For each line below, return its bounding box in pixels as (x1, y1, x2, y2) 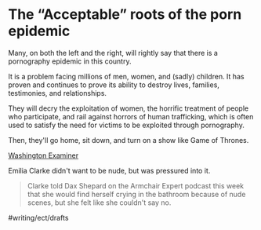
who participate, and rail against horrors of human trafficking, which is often (8, 111, 254, 121)
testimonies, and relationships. (8, 88, 107, 97)
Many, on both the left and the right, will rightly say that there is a (8, 48, 218, 57)
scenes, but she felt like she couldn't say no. (27, 198, 172, 207)
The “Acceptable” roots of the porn (8, 5, 242, 24)
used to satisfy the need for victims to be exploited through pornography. (8, 120, 245, 130)
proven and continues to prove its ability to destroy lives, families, (8, 80, 219, 89)
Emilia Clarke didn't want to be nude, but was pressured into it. (8, 166, 211, 175)
